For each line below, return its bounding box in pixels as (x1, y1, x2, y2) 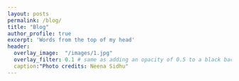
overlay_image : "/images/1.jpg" (14, 50, 113, 57)
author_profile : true (7, 30, 72, 37)
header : (7, 43, 31, 50)
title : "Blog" (7, 23, 50, 30)
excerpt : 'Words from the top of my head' (7, 37, 135, 44)
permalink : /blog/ (7, 17, 62, 24)
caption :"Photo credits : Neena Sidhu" (14, 63, 129, 70)
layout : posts (7, 10, 50, 18)
